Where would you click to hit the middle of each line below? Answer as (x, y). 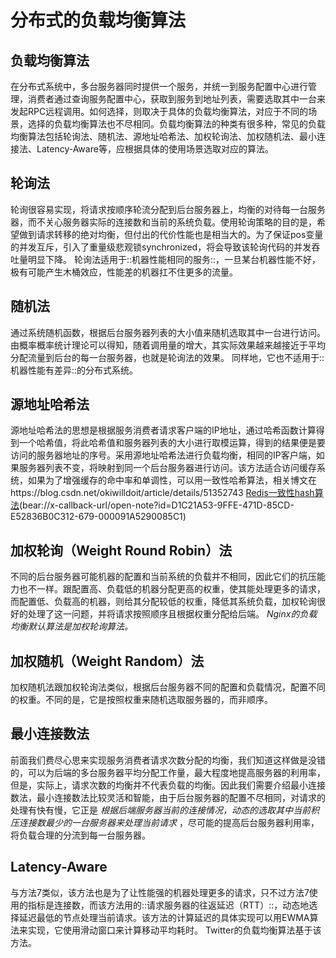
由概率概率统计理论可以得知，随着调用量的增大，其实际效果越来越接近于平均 (168, 345)
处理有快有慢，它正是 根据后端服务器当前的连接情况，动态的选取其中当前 (160, 810)
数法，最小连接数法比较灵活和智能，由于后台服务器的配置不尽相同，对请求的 (168, 797)
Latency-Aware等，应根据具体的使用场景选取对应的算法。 (155, 149)
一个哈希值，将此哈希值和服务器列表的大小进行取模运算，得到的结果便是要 (172, 443)
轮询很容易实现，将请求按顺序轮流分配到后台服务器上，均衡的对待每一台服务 (168, 209)
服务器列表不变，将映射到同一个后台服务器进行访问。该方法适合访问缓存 (167, 468)
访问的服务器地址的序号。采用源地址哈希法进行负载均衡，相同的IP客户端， (163, 455)
